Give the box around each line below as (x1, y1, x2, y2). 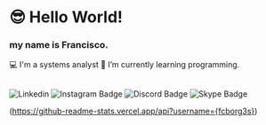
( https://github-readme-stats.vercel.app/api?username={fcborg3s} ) (9, 105, 258, 116)
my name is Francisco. (9, 39, 109, 51)
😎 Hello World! (9, 7, 123, 27)
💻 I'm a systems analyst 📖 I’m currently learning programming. (9, 59, 240, 70)
